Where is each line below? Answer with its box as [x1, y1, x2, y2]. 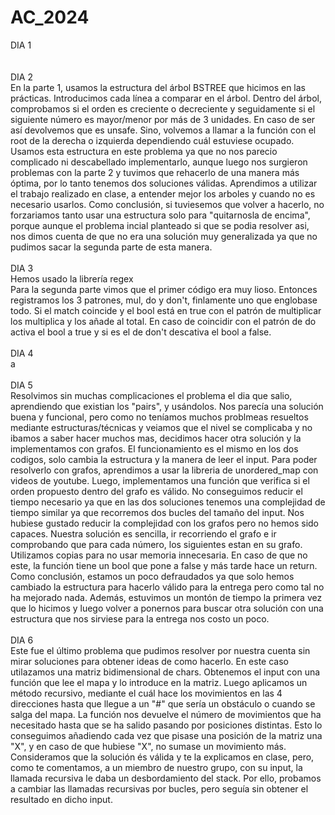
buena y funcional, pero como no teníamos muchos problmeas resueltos [10, 411, 309, 423]
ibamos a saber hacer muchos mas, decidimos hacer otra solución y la [10, 432, 302, 444]
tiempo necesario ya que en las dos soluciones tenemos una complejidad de [10, 496, 326, 508]
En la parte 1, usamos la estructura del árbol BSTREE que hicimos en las [10, 81, 306, 93]
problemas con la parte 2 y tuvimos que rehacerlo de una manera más [10, 166, 300, 178]
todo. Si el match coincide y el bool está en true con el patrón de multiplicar [10, 304, 322, 316]
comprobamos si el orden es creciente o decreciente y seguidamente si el [10, 102, 316, 115]
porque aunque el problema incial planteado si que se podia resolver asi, [10, 219, 310, 231]
